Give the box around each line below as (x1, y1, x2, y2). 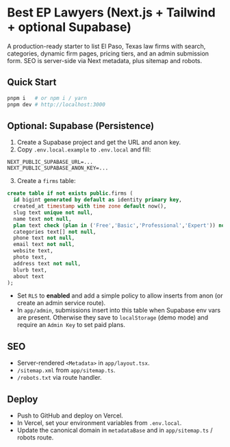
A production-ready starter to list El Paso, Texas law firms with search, (7, 42, 206, 50)
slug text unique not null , (13, 209, 94, 216)
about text (13, 273, 44, 280)
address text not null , (13, 260, 81, 267)
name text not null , (13, 215, 72, 222)
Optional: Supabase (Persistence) (7, 120, 155, 132)
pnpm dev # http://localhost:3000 (7, 101, 106, 108)
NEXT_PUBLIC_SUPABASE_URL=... (7, 159, 94, 166)
